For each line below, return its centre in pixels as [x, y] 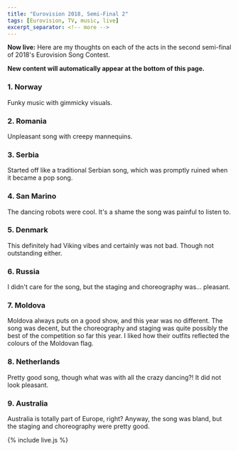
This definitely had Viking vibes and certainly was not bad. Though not [111, 245]
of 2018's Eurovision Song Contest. [59, 55]
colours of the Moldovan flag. [50, 343]
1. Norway [25, 87]
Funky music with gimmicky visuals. [60, 102]
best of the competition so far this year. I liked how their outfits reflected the [118, 336]
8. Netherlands [34, 362]
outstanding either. [35, 253]
